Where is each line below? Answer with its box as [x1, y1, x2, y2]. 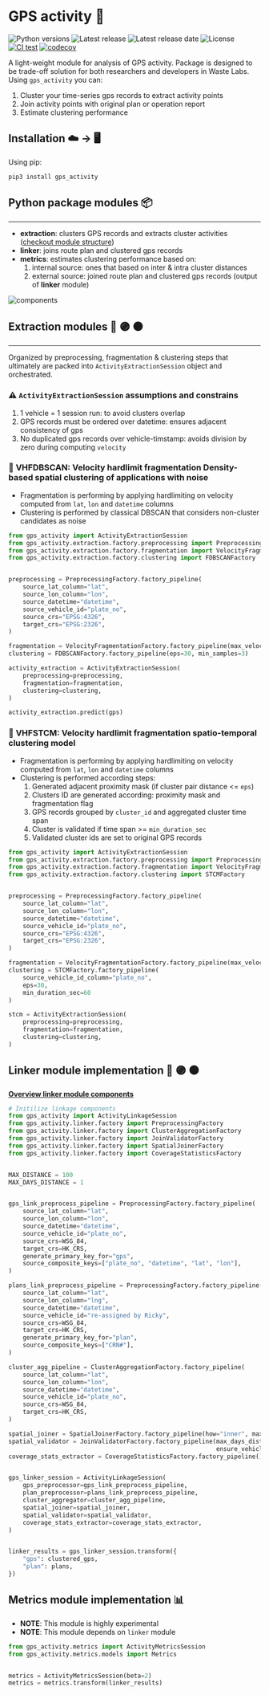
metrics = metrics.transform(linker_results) [8, 1679, 163, 1687]
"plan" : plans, [22, 1563, 74, 1571]
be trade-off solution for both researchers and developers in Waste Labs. [8, 66, 250, 75]
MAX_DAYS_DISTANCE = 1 [8, 1178, 84, 1187]
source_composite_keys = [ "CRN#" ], [22, 1341, 134, 1350]
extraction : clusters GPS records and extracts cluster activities [19, 229, 228, 238]
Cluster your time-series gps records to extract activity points [19, 90, 224, 100]
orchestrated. [8, 369, 54, 380]
